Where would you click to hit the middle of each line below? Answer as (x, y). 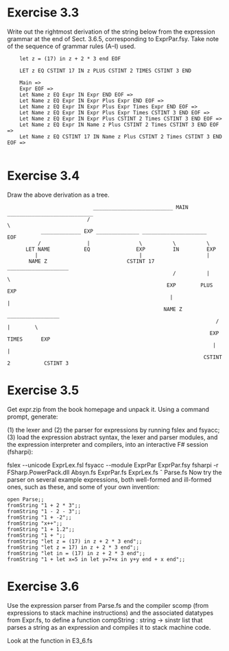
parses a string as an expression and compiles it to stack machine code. (109, 627)
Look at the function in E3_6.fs (50, 640)
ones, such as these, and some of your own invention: (83, 487)
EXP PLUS (190, 285)
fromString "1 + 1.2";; (41, 529)
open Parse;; (26, 499)
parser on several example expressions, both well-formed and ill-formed (109, 479)
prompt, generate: (33, 417)
